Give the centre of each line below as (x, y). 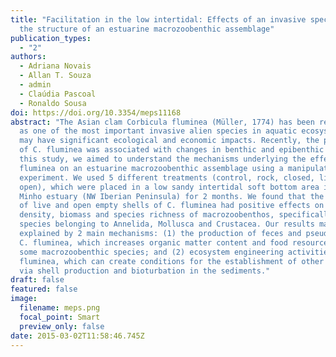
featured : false (44, 289)
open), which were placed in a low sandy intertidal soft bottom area (169, 187)
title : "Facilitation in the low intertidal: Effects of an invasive (158, 19)
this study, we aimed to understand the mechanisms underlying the (163, 159)
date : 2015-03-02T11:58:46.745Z (77, 336)
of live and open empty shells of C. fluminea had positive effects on (172, 206)
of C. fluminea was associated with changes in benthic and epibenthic (172, 150)
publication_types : (51, 38)
